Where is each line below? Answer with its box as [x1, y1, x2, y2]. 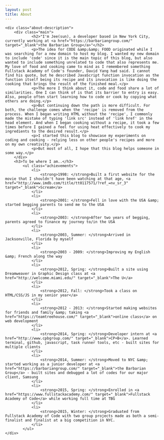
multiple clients [5, 344, 41, 349]
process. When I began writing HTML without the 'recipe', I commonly [5, 111, 153, 116]
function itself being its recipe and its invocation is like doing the [5, 77, 157, 82]
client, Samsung [5, 374, 38, 379]
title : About [5, 12, 32, 17]
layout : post [5, 7, 32, 12]
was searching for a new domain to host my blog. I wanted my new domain [5, 51, 160, 56]
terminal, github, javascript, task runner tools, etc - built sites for [5, 340, 160, 345]
